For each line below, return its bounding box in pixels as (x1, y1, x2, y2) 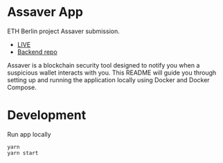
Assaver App (7, 4, 83, 20)
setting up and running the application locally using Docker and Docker (7, 75, 210, 84)
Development (7, 108, 87, 123)
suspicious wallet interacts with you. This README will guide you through (7, 68, 217, 77)
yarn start (7, 149, 39, 156)
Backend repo (17, 48, 57, 56)
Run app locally (7, 130, 51, 138)
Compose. (7, 83, 37, 91)
